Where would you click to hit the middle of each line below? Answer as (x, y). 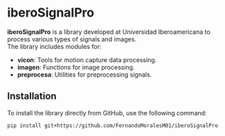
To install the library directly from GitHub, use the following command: (107, 113)
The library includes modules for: (54, 46)
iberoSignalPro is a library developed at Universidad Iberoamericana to (109, 32)
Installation (32, 96)
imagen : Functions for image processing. (76, 67)
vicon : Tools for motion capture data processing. (87, 59)
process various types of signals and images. (72, 39)
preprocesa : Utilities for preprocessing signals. (84, 75)
